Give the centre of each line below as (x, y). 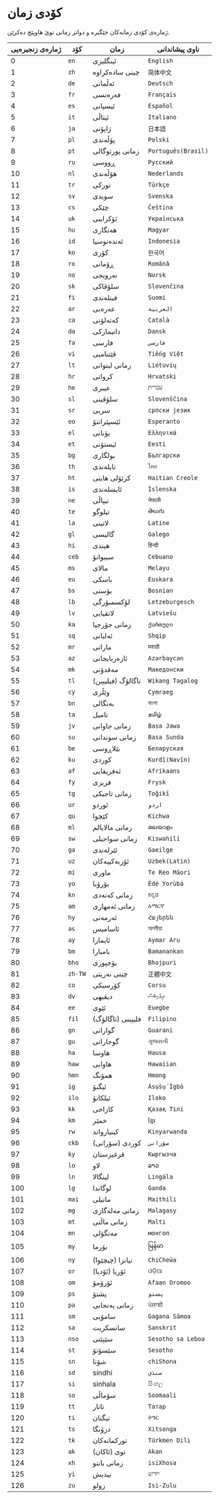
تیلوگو (101, 511)
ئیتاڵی (101, 117)
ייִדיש (154, 1474)
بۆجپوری (105, 962)
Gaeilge (160, 850)
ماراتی (102, 646)
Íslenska (162, 489)
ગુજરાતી (158, 1041)
